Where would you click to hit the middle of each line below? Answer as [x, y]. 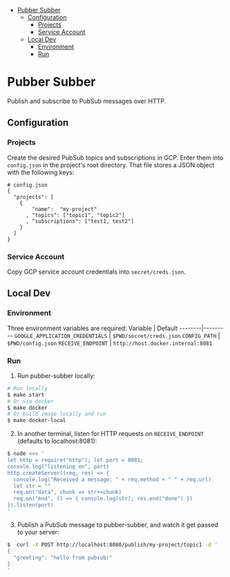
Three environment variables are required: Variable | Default [93, 328]
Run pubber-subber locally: [56, 375]
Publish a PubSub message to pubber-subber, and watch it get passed [118, 524]
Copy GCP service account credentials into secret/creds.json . [96, 272]
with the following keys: [41, 172]
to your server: [38, 532]
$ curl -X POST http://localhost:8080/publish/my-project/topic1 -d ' [112, 545]
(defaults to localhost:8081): [57, 441]
